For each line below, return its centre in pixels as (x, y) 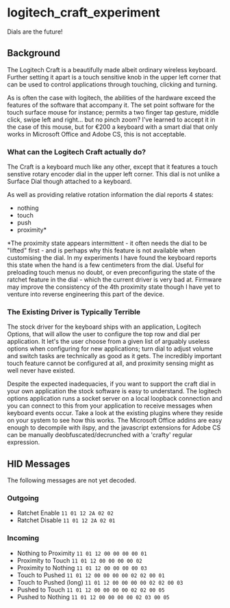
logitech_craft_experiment (84, 13)
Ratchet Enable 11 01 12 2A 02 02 (65, 513)
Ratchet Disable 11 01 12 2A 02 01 (66, 520)
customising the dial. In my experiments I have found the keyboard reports (112, 258)
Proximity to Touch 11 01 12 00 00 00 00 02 (79, 560)
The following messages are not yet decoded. (72, 480)
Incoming (23, 538)
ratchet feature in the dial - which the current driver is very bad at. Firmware (115, 280)
